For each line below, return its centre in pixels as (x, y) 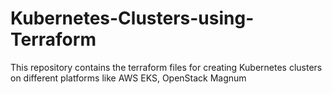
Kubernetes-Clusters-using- (132, 18)
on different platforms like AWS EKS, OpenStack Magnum (128, 78)
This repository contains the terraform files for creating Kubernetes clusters (166, 67)
